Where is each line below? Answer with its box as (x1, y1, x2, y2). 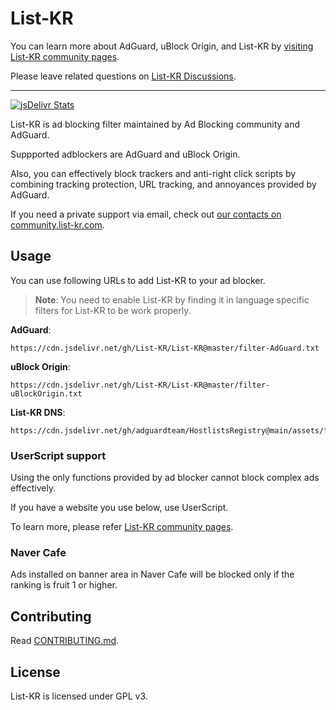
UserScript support (10, 448, 107, 462)
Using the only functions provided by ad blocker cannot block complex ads (10, 472, 320, 484)
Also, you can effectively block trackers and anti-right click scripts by (10, 167, 297, 179)
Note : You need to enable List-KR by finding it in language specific (34, 293, 310, 306)
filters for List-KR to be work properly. (34, 304, 192, 316)
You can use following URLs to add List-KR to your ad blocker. (10, 274, 266, 286)
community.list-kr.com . (10, 218, 105, 231)
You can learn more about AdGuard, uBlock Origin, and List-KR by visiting (10, 40, 314, 52)
